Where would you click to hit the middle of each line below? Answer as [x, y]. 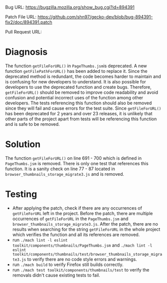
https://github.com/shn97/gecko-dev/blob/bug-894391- [95, 17]
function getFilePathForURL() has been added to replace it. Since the [77, 71]
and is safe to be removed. [32, 124]
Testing [21, 194]
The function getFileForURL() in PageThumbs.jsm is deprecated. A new [76, 66]
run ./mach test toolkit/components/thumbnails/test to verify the [81, 270]
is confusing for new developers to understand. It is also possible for [76, 81]
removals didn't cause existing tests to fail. [56, 275]
